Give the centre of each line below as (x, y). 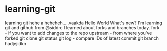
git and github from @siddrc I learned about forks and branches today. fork (82, 27)
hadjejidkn (16, 43)
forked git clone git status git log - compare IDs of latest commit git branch (82, 38)
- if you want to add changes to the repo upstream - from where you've (79, 33)
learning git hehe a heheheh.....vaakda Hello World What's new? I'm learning (83, 23)
